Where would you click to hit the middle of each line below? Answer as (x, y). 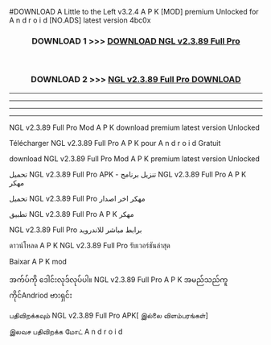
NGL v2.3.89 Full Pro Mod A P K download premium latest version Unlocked (135, 127)
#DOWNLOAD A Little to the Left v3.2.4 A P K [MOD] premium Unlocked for (134, 12)
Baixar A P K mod (38, 261)
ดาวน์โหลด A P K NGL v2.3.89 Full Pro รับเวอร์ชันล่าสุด (90, 245)
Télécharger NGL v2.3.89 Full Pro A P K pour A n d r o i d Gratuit (115, 143)
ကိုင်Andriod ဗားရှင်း (41, 295)
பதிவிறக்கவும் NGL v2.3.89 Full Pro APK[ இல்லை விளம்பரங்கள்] (109, 315)
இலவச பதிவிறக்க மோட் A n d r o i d (66, 331)
